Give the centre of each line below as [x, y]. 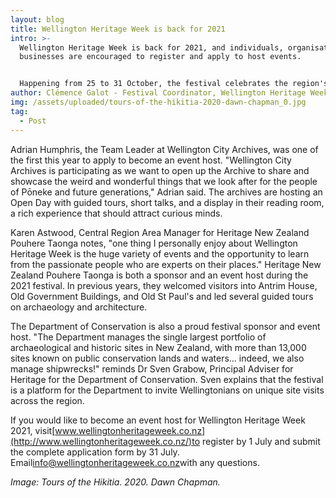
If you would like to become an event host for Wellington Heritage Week [158, 420]
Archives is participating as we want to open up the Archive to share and [160, 170]
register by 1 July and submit [261, 441]
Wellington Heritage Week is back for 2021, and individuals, [151, 47]
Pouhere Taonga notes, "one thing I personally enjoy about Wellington [154, 243]
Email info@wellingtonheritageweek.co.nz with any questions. [135, 462]
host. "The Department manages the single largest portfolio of [138, 337]
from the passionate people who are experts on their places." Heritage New [166, 264]
